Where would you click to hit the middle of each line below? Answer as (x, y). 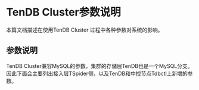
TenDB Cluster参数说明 (63, 12)
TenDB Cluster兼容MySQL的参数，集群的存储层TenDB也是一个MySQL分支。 (99, 66)
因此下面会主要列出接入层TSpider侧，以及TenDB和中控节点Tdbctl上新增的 (97, 73)
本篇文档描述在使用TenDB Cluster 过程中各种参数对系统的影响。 (85, 30)
